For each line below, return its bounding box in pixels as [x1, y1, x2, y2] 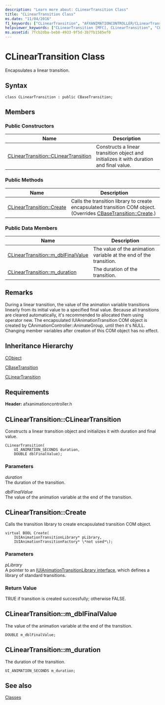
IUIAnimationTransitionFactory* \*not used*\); [14, 539, 113, 545]
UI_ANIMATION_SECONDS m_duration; [5, 668, 76, 673]
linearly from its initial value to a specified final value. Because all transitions [5, 307, 159, 313]
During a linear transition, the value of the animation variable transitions [5, 301, 150, 307]
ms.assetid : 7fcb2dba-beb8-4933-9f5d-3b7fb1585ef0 [5, 30, 111, 35]
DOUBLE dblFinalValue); [14, 452, 63, 457]
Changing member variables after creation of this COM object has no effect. [5, 327, 159, 334]
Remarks [5, 288, 33, 297]
